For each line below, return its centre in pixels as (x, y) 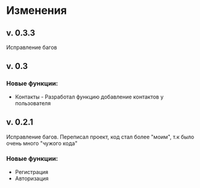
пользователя (33, 103)
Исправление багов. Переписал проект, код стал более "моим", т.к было (100, 137)
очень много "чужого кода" (42, 143)
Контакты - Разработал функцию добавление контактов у (89, 97)
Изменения (37, 11)
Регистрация (32, 172)
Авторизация (32, 178)
